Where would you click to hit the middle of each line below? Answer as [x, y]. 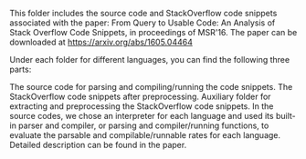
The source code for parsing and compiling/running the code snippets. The [151, 87]
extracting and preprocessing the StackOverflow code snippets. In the [142, 106]
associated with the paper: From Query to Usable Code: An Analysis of [142, 23]
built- [285, 116]
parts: [21, 69]
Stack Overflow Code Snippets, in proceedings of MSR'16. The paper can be [153, 32]
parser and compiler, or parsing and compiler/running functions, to [143, 125]
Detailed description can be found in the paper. [98, 145]
